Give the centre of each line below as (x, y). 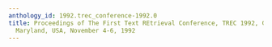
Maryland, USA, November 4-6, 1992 (76, 30)
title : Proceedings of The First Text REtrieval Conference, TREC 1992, (134, 23)
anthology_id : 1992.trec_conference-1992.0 (83, 16)
